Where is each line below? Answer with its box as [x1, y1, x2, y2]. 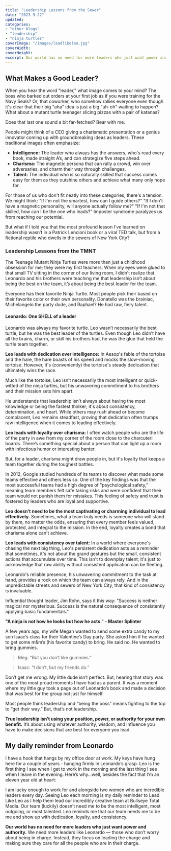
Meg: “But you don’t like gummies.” [17, 654, 92, 660]
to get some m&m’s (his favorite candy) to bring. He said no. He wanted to [5, 639, 160, 645]
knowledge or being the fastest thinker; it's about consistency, [5, 403, 136, 409]
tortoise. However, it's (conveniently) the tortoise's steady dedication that [5, 361, 159, 368]
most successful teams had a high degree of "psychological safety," [5, 481, 149, 488]
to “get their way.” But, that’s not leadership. [5, 706, 98, 712]
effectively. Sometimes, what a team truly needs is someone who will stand [5, 513, 164, 519]
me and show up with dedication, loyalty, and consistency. [5, 814, 128, 820]
